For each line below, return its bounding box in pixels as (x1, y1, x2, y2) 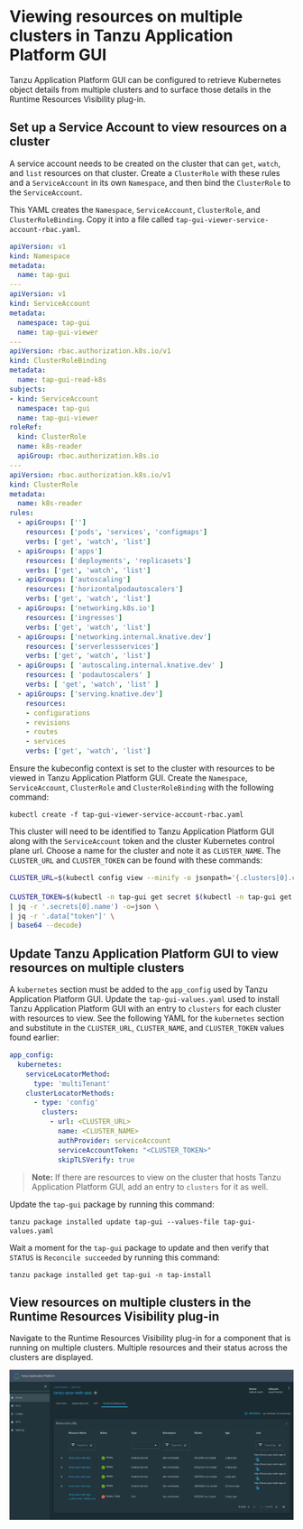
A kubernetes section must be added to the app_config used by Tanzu (9, 984, 268, 995)
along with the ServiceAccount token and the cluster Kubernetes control (9, 836, 275, 846)
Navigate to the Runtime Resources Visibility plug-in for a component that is (9, 1333, 291, 1344)
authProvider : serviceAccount (57, 1135, 171, 1145)
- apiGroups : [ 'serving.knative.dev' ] (17, 689, 164, 699)
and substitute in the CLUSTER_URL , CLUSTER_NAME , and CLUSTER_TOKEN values (9, 1023, 285, 1033)
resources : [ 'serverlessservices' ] (25, 642, 160, 651)
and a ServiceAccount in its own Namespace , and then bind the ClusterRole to (9, 177, 291, 188)
